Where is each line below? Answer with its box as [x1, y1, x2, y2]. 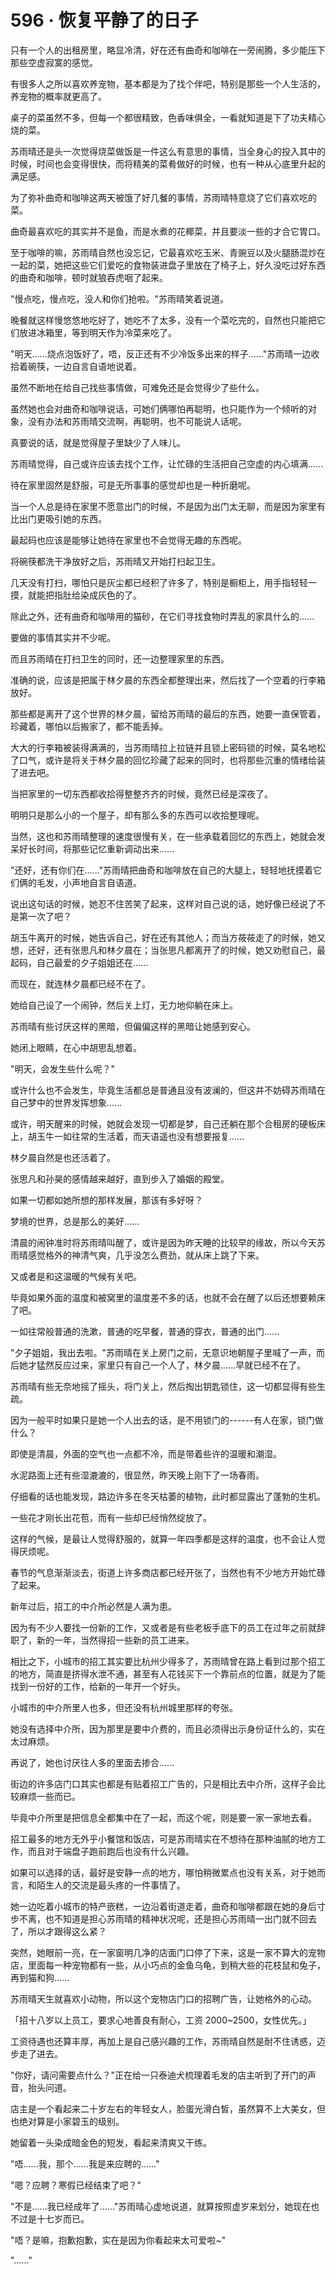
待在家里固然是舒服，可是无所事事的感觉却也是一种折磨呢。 [10, 479, 256, 491]
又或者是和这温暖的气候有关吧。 [10, 1270, 142, 1282]
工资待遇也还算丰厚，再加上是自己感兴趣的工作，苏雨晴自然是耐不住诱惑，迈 [10, 2035, 326, 2047]
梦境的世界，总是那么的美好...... [10, 1215, 140, 1227]
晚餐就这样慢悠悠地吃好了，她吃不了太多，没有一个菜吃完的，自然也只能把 [10, 314, 317, 326]
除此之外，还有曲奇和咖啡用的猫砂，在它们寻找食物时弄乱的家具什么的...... [10, 610, 315, 622]
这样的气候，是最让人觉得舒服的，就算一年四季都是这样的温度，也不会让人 [10, 1532, 317, 1545]
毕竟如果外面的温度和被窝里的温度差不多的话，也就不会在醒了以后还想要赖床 [10, 1291, 326, 1303]
